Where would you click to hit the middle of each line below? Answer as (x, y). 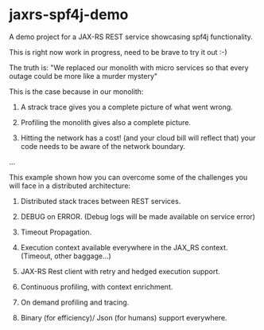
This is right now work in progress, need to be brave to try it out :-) (118, 52)
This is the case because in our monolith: (76, 91)
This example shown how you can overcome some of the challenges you (128, 177)
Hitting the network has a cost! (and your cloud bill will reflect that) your (138, 138)
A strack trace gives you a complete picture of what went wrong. (126, 107)
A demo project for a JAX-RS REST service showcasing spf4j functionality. (131, 37)
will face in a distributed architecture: (70, 186)
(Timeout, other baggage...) (66, 256)
